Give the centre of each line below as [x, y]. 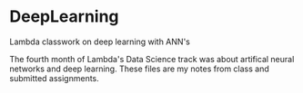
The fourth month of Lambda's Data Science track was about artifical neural [152, 59]
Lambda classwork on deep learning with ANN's [100, 42]
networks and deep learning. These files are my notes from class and [140, 69]
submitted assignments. [55, 78]
